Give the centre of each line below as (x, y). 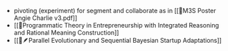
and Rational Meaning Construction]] (66, 32)
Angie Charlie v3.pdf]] (45, 18)
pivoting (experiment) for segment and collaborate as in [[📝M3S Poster (115, 11)
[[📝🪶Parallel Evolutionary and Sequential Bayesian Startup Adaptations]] (117, 40)
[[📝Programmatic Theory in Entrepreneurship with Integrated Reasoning (116, 25)
